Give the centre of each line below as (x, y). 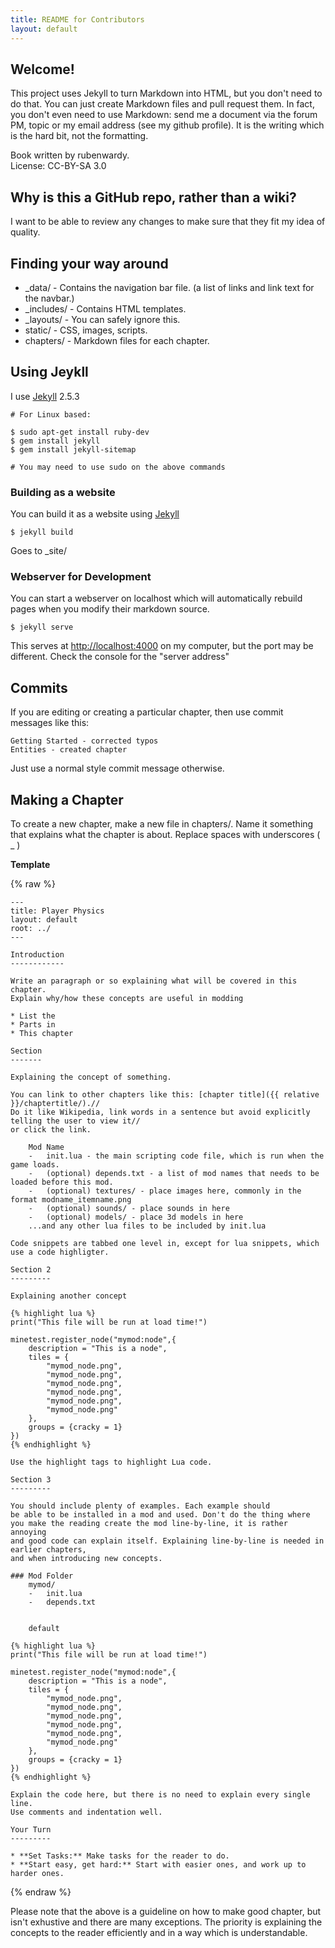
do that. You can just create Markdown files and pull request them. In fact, (162, 104)
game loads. (35, 1164)
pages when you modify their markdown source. (110, 609)
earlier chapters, (48, 1549)
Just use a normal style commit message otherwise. (117, 768)
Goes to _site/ (38, 551)
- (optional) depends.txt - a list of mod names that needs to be (174, 1173)
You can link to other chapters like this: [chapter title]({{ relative (165, 1094)
